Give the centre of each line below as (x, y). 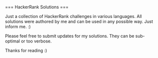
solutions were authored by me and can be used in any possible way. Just (79, 22)
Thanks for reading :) (26, 51)
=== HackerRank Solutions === (37, 7)
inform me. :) (18, 27)
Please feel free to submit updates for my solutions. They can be (70, 36)
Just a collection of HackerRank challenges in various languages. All (73, 16)
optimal (13, 41)
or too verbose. (36, 41)
